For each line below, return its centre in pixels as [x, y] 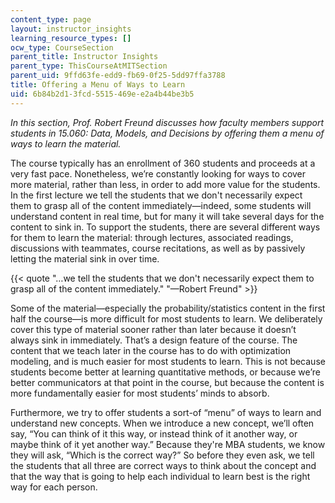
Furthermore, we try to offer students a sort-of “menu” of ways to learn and [166, 412]
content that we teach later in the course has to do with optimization [151, 350]
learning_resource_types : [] [71, 38]
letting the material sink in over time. [85, 258]
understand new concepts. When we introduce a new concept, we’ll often [162, 423]
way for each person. [54, 487]
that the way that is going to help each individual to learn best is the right [160, 476]
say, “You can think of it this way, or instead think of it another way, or [154, 433]
